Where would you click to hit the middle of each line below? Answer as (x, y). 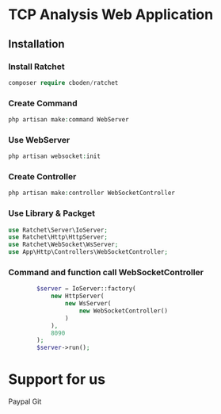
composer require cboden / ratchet (63, 82)
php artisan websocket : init (55, 156)
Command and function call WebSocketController (106, 272)
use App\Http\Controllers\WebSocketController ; (88, 252)
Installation (36, 44)
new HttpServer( (77, 296)
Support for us (57, 379)
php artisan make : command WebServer (69, 120)
